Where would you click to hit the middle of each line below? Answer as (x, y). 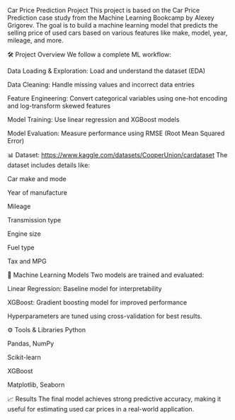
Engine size (24, 234)
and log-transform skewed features (59, 106)
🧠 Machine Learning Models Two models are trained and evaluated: (105, 275)
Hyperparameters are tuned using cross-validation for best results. (105, 316)
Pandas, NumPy (31, 344)
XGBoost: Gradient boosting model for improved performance (97, 302)
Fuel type (21, 248)
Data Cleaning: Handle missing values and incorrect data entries (101, 85)
